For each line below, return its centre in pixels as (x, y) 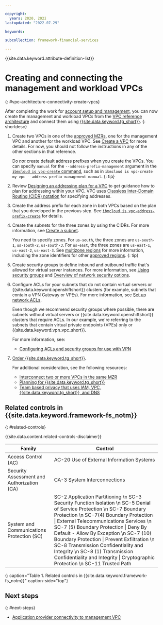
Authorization (23, 483)
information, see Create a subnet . (45, 231)
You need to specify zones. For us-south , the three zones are (73, 240)
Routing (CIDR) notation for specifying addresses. (62, 196)
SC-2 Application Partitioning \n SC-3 (98, 497)
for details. (52, 216)
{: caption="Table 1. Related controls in (44, 575)
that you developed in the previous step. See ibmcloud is (69, 211)
